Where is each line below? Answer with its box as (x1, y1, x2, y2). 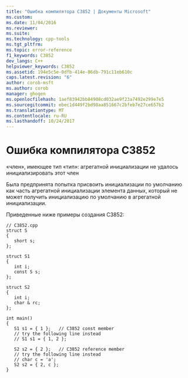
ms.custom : (6, 14, 33, 20)
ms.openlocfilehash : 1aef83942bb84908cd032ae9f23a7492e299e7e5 (6, 96, 164, 102)
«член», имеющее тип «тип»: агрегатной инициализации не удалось (6, 163, 179, 170)
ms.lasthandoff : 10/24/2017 (6, 119, 75, 124)
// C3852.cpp (6, 222, 38, 229)
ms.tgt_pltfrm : (6, 42, 43, 48)
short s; (14, 238, 35, 244)
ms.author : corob (6, 86, 49, 91)
